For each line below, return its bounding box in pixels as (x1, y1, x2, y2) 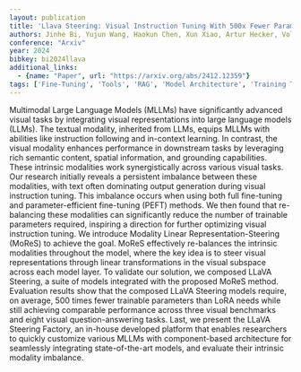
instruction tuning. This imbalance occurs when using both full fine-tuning (9, 190, 282, 201)
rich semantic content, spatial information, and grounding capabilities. (9, 151, 267, 162)
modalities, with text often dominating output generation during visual (9, 180, 266, 191)
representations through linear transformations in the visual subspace (9, 256, 267, 267)
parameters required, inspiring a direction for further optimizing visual (9, 219, 267, 229)
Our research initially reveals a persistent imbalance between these (9, 171, 258, 182)
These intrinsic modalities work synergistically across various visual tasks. (9, 161, 284, 172)
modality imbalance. (9, 351, 84, 363)
